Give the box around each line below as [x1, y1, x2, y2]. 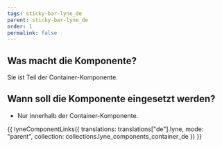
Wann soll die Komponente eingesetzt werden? [7, 93, 216, 105]
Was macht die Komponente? [7, 55, 137, 66]
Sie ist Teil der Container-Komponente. [7, 73, 118, 81]
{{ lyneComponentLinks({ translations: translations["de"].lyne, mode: [7, 125, 204, 133]
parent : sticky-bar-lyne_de [7, 17, 89, 23]
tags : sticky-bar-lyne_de [7, 10, 82, 17]
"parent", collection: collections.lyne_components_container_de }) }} [7, 132, 203, 140]
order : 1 [7, 23, 33, 30]
